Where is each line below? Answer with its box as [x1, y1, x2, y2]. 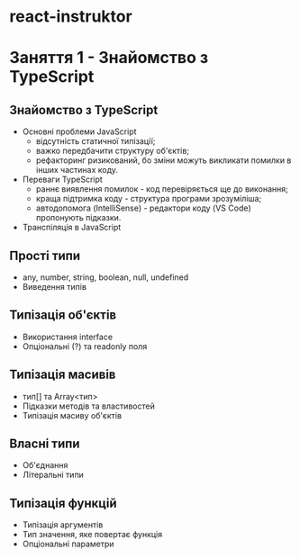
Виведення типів [22, 282, 87, 292]
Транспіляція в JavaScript [22, 222, 122, 233]
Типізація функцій [9, 495, 117, 510]
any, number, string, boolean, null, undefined [22, 272, 189, 283]
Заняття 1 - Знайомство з [9, 48, 209, 68]
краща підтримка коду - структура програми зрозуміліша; [35, 193, 262, 204]
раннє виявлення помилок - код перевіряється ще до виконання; [35, 184, 288, 194]
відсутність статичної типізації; [35, 136, 156, 147]
